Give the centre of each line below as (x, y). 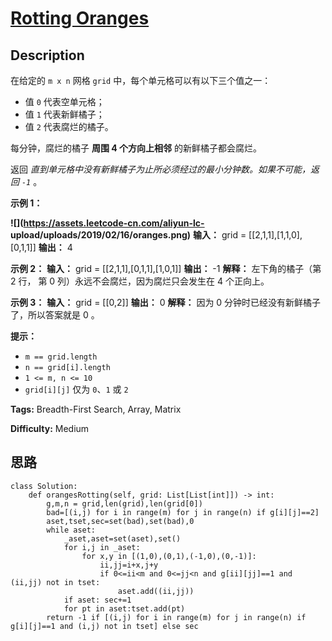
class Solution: (44, 486)
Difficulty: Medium (50, 428)
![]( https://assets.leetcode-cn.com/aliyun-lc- (107, 223)
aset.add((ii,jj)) (156, 591)
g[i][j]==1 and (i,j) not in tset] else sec (104, 626)
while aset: (71, 530)
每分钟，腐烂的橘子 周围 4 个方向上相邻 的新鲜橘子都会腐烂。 (136, 148)
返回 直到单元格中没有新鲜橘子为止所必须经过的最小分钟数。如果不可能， (160, 169)
